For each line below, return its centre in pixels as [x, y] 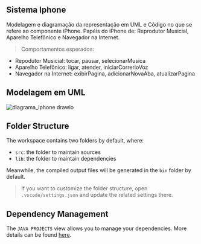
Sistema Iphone [36, 10]
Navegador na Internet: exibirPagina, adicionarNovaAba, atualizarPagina [105, 73]
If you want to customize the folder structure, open [84, 188]
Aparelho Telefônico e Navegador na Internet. [63, 37]
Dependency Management [57, 214]
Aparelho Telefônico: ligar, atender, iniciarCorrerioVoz [81, 67]
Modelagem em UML [46, 93]
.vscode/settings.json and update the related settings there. [97, 195]
